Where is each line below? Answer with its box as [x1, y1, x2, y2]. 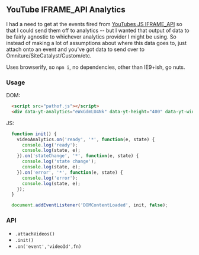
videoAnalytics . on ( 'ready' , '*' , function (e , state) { [17, 136, 155, 142]
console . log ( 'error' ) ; [21, 175, 78, 181]
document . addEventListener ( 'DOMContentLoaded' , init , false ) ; [11, 202, 168, 208]
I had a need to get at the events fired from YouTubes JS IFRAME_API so [6, 20, 182, 27]
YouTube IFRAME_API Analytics [6, 5, 126, 15]
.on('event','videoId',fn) [14, 243, 82, 250]
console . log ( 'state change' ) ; [21, 158, 97, 165]
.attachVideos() [14, 231, 55, 237]
